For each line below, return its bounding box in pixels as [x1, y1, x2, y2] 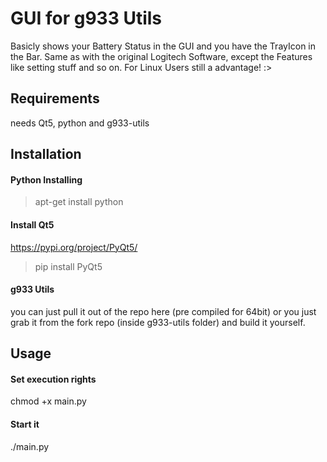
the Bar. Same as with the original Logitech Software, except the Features [10, 50, 313, 62]
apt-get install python [34, 196, 124, 208]
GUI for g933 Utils [10, 7, 163, 30]
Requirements [10, 90, 100, 107]
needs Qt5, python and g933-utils [10, 117, 150, 129]
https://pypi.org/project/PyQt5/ [10, 241, 138, 253]
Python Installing [10, 173, 83, 186]
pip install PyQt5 [34, 260, 103, 272]
